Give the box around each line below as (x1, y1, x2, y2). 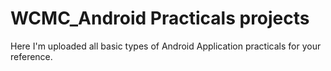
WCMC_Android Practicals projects (10, 7, 310, 30)
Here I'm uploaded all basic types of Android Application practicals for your (10, 40, 322, 52)
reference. (10, 50, 53, 62)
